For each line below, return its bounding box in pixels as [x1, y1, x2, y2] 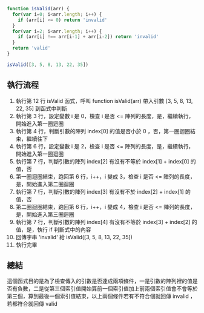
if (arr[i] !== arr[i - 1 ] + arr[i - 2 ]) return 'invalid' [18, 34, 159, 40]
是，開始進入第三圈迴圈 [15, 211, 74, 218]
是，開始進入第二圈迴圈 [15, 180, 74, 188]
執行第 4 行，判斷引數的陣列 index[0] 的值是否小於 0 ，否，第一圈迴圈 [15, 127, 191, 134]
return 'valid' [12, 45, 51, 51]
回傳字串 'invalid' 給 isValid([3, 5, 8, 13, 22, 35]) [15, 233, 133, 240]
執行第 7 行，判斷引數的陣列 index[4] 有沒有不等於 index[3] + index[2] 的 [15, 218, 197, 225]
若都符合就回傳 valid [7, 300, 58, 308]
